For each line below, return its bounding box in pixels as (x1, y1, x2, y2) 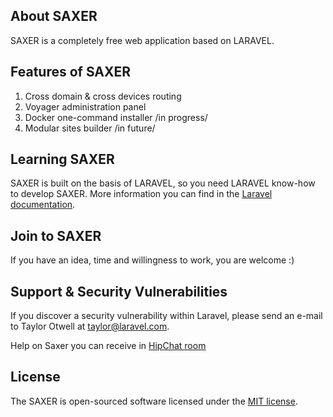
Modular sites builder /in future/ (24, 122, 156, 134)
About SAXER (10, 8, 98, 25)
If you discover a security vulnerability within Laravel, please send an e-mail (10, 310, 323, 322)
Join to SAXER (10, 227, 102, 244)
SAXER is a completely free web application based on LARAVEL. (10, 34, 275, 46)
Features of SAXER (10, 64, 132, 81)
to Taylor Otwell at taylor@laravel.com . (10, 320, 170, 333)
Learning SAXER (10, 151, 115, 168)
